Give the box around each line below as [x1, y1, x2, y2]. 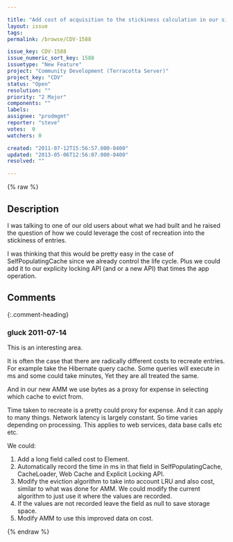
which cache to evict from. [7, 393, 84, 401]
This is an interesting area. [7, 343, 83, 352]
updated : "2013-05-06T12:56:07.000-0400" [7, 151, 129, 158]
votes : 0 [7, 126, 36, 133]
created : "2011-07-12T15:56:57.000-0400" [7, 145, 129, 151]
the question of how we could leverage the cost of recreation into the [7, 229, 205, 237]
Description [7, 203, 59, 215]
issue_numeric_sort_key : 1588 [7, 55, 95, 62]
